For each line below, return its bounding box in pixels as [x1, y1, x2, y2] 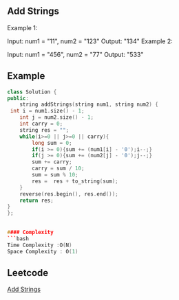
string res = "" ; [19, 126, 70, 133]
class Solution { [7, 89, 57, 95]
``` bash [7, 235, 30, 242]
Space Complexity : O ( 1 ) [7, 248, 78, 255]
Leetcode [7, 267, 49, 279]
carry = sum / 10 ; [32, 165, 85, 172]
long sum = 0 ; [32, 139, 72, 146]
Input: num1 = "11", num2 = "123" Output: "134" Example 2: [7, 37, 173, 45]
